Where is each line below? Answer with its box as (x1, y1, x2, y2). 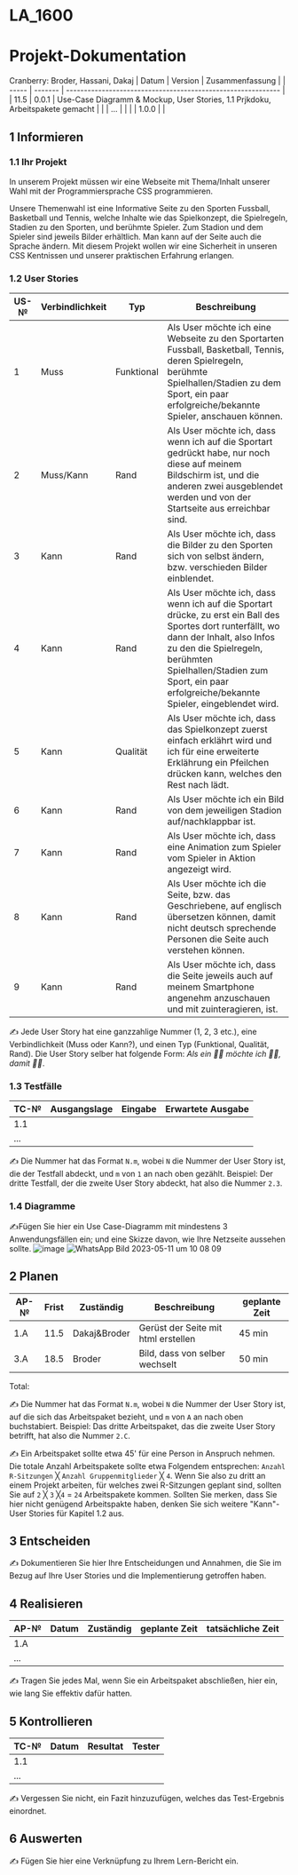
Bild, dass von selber (138, 1347, 226, 1359)
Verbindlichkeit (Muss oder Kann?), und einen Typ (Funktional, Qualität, (9, 1039, 270, 1050)
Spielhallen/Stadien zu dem (167, 377, 281, 389)
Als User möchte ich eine (167, 322, 272, 334)
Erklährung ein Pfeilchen (167, 757, 270, 769)
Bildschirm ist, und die (167, 469, 260, 481)
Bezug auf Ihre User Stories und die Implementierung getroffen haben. (9, 1570, 267, 1581)
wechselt (138, 1358, 177, 1370)
